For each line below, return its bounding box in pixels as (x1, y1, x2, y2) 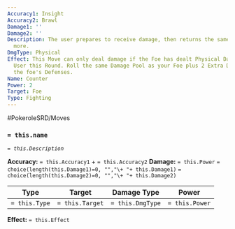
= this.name (7, 131, 48, 139)
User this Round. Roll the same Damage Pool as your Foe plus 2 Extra (13, 62, 224, 69)
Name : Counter (7, 75, 49, 82)
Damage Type (111, 188, 159, 198)
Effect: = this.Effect (7, 216, 70, 224)
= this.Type (10, 200, 51, 207)
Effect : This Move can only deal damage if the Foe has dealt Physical (7, 56, 220, 63)
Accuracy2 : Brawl (7, 17, 58, 24)
